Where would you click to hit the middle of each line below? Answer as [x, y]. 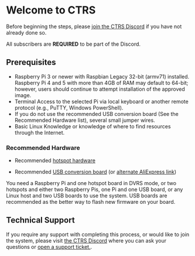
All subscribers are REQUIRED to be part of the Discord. [73, 44]
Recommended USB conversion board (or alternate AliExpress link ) [95, 172]
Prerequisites [31, 62]
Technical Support [40, 220]
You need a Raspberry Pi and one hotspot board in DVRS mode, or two [91, 183]
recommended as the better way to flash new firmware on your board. [91, 202]
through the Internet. [40, 132]
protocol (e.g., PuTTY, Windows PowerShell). [69, 107]
